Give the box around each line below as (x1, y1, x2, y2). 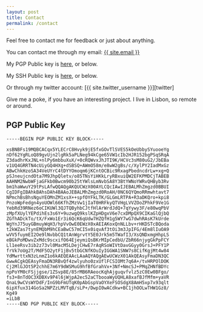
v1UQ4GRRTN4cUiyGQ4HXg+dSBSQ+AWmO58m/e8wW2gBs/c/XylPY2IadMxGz (6, 162, 170, 169)
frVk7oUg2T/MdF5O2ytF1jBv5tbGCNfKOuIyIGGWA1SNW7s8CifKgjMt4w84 (6, 248, 170, 254)
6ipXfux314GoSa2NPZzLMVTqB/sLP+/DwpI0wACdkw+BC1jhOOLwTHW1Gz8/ (6, 285, 170, 291)
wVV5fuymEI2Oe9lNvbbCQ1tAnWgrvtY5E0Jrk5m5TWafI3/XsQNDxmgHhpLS (6, 232, 170, 238)
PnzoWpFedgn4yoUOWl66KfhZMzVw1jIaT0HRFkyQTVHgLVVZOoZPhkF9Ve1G (6, 200, 170, 206)
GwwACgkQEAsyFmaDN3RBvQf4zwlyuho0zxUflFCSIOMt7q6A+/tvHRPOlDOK (6, 258, 170, 265)
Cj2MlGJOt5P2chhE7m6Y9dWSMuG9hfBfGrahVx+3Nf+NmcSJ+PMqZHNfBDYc (6, 264, 170, 270)
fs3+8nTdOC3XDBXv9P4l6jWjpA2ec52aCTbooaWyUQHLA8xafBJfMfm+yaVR (6, 274, 170, 280)
